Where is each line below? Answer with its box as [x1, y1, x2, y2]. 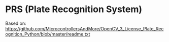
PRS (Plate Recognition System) [5, 4, 143, 15]
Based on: [5, 20, 26, 26]
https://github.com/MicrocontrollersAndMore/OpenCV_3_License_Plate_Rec [5, 25, 164, 31]
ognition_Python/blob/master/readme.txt [5, 31, 90, 37]
